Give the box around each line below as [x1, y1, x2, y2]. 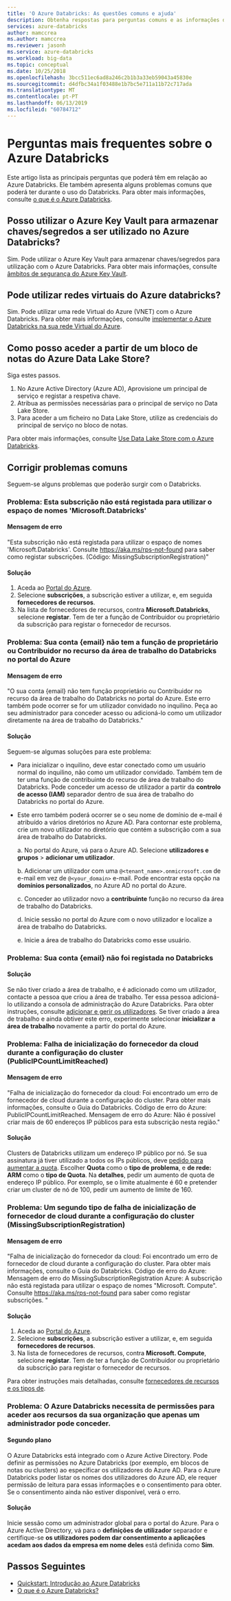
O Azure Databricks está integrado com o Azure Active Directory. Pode [7, 1451, 208, 1459]
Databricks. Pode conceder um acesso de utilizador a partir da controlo [16, 783, 221, 791]
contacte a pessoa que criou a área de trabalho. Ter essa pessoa [7, 993, 191, 1001]
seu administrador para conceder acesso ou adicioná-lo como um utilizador [7, 709, 222, 717]
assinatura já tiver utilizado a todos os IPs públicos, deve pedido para [7, 1156, 203, 1165]
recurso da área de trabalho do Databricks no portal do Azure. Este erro [7, 695, 211, 703]
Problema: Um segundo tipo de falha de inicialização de [7, 1202, 197, 1212]
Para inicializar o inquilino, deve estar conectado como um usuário [16, 761, 206, 769]
